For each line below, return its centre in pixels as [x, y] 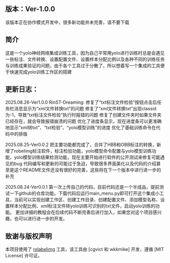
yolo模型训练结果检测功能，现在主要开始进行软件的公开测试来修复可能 [87, 157]
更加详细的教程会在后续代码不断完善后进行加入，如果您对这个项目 [84, 212]
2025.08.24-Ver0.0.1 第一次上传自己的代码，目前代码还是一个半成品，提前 [82, 187]
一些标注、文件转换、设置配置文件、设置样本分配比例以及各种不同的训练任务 [85, 59]
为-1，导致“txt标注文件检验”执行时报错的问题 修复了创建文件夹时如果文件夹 [83, 115]
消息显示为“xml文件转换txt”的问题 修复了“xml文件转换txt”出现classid [85, 109]
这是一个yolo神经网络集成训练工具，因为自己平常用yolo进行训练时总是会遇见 [85, 53]
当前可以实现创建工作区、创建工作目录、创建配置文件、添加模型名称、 [87, 200]
